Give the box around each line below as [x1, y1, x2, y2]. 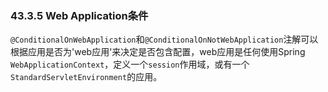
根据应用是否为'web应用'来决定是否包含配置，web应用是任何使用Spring [10, 46, 306, 58]
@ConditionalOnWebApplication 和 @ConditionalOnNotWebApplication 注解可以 [10, 33, 319, 46]
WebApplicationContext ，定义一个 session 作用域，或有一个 [10, 58, 250, 71]
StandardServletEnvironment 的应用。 [10, 71, 163, 83]
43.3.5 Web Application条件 [10, 8, 149, 22]
